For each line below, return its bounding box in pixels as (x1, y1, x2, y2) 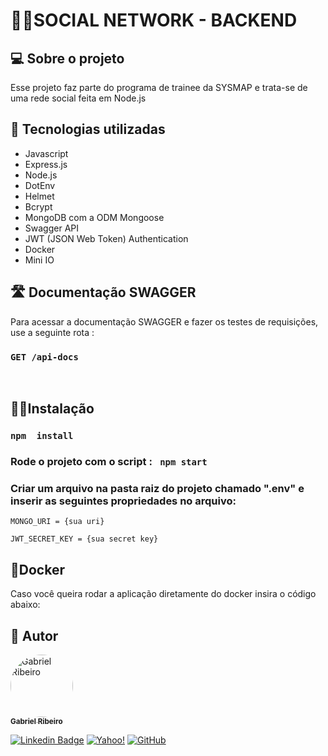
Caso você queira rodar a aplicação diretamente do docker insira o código (10, 588, 317, 600)
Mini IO (24, 254, 55, 266)
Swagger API (24, 222, 79, 234)
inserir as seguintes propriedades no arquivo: (10, 494, 237, 508)
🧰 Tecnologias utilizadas (10, 121, 166, 138)
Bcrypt (24, 200, 53, 213)
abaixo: (10, 599, 41, 611)
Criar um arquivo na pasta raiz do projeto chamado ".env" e (10, 482, 305, 496)
